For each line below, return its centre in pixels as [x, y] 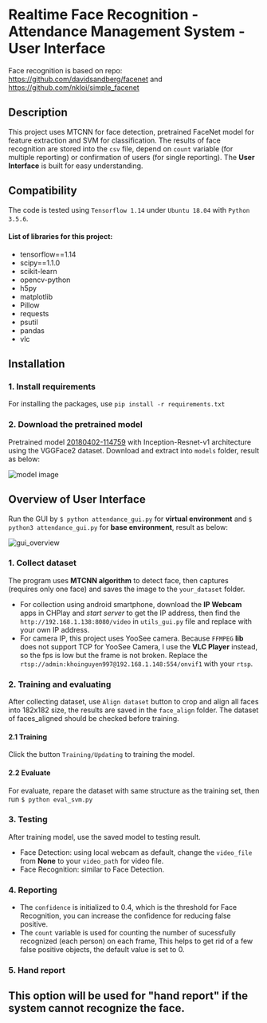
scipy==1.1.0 [40, 263]
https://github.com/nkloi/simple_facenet [74, 87]
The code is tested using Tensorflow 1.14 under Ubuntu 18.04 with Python [129, 210]
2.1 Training [28, 737]
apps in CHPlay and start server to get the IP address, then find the [130, 613]
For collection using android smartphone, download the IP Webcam [131, 604]
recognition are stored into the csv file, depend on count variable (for [121, 148]
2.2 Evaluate [29, 772]
